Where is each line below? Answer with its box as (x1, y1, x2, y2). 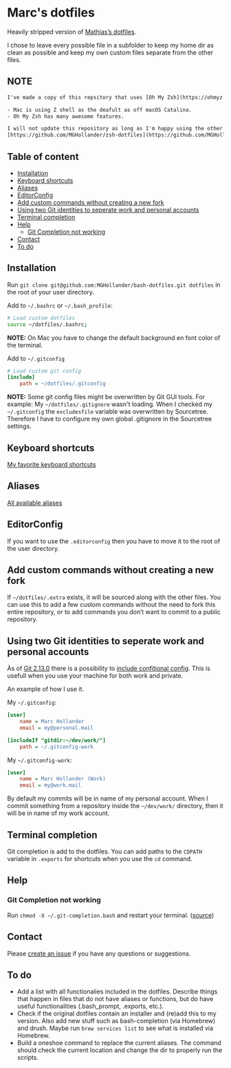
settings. (7, 422, 32, 430)
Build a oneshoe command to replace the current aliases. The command (16, 1039, 221, 1047)
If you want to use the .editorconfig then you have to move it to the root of (7, 536, 221, 545)
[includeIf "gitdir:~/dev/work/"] (7, 736, 107, 744)
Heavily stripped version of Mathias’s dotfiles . (7, 28, 137, 36)
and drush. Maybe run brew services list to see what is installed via (16, 1024, 214, 1032)
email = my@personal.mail (19, 724, 94, 732)
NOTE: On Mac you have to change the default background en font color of (7, 333, 221, 342)
